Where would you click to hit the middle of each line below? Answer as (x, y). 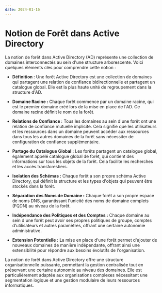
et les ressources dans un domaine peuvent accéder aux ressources (81, 132)
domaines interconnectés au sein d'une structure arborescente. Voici (74, 62)
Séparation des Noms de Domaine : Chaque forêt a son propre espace (83, 195)
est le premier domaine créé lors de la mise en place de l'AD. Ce (76, 106)
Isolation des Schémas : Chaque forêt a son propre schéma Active (79, 176)
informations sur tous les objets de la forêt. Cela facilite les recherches (82, 161)
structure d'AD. (27, 92)
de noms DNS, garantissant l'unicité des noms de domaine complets (80, 201)
